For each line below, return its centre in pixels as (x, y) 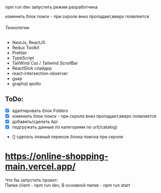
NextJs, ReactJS (29, 43)
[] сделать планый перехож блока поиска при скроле (68, 137)
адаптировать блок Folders (40, 111)
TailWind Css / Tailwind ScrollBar (45, 63)
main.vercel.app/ (40, 167)
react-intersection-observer (40, 73)
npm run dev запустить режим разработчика (51, 7)
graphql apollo (26, 84)
